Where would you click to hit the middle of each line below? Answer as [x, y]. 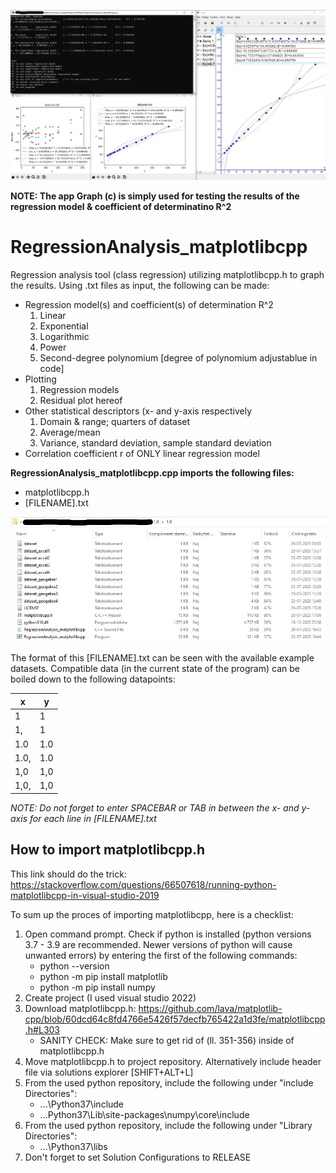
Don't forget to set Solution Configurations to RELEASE [138, 1157]
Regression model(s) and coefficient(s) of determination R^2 [149, 305]
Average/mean [70, 432]
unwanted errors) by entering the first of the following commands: [161, 955]
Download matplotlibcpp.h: [80, 1008]
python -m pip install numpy [97, 987]
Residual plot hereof [81, 401]
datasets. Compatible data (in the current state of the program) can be [155, 669]
